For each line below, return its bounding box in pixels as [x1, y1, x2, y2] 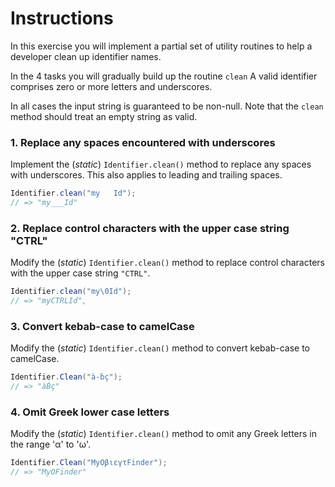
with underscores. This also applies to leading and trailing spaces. [10, 169, 283, 181]
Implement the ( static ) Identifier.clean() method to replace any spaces [10, 158, 312, 171]
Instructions [10, 7, 114, 30]
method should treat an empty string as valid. [10, 110, 198, 122]
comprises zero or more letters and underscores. [10, 80, 213, 92]
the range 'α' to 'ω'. [10, 438, 91, 451]
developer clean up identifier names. [10, 50, 162, 62]
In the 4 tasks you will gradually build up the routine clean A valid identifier [10, 70, 318, 82]
